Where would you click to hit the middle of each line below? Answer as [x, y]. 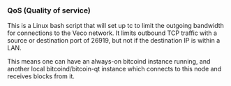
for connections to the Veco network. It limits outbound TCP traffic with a [112, 33]
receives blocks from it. [41, 76]
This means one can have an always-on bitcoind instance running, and [109, 62]
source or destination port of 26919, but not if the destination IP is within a [114, 41]
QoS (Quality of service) [49, 10]
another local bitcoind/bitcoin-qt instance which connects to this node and [114, 69]
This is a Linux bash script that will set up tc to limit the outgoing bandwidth [116, 26]
